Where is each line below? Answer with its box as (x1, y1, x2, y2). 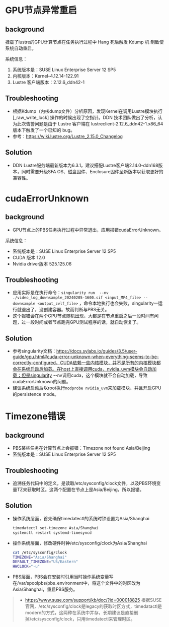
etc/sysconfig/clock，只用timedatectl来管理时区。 (31, 616, 135, 622)
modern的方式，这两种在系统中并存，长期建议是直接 (25, 610, 134, 616)
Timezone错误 (5, 411, 65, 422)
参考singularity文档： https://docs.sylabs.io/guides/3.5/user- (12, 348, 137, 354)
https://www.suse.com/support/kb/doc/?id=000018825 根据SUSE (25, 597, 162, 603)
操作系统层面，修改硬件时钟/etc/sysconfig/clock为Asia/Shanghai (12, 540, 147, 546)
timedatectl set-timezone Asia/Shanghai (12, 525, 99, 530)
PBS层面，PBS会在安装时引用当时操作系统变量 (12, 574, 109, 580)
